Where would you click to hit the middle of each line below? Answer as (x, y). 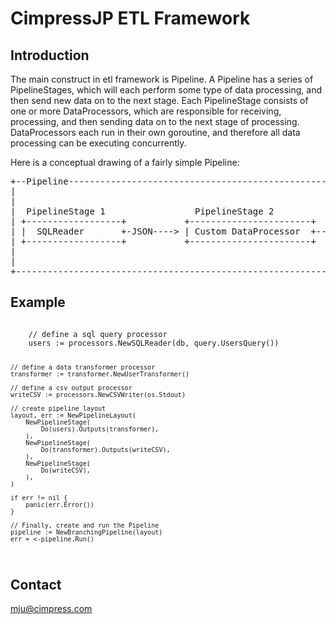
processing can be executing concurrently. (98, 143)
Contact (36, 584)
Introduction (50, 55)
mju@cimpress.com (51, 609)
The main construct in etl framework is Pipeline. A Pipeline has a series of (162, 79)
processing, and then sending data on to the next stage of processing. (155, 121)
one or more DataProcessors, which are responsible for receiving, (146, 111)
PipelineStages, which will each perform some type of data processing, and (166, 90)
